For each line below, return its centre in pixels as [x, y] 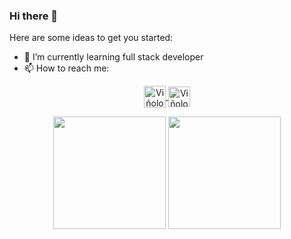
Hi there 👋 [34, 16]
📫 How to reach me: [66, 68]
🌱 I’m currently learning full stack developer [113, 57]
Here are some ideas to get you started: [91, 38]
